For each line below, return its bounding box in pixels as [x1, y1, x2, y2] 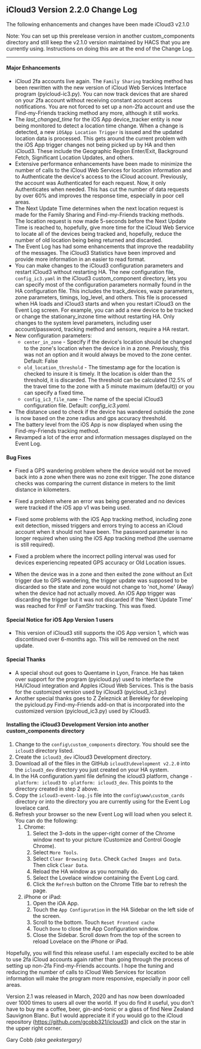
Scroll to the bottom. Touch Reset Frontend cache [32, 919, 155, 926]
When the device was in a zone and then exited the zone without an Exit [14, 571, 193, 578]
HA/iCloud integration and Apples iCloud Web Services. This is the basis [14, 682, 194, 689]
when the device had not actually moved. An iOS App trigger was [14, 589, 176, 597]
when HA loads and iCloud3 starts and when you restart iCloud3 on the [14, 300, 191, 308]
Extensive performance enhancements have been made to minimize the [14, 160, 193, 168]
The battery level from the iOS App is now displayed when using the [14, 421, 182, 428]
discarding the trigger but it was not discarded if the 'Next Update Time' [14, 596, 193, 603]
